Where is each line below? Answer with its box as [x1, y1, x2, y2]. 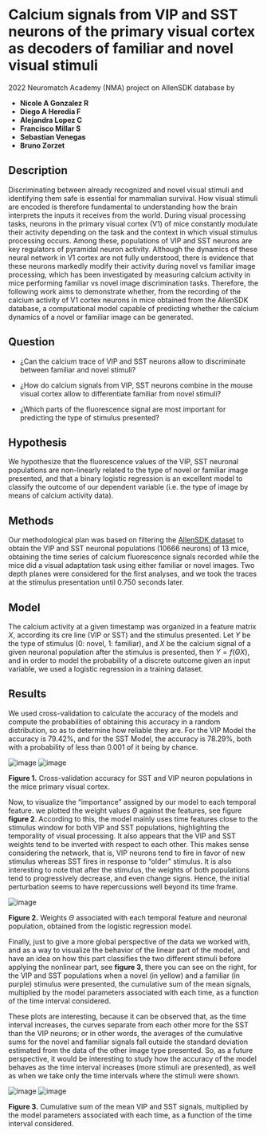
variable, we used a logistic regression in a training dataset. [8, 664, 203, 673]
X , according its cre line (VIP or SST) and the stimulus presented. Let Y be [8, 630, 251, 640]
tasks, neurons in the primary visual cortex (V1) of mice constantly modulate [8, 219, 258, 228]
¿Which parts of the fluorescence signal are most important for [19, 404, 226, 414]
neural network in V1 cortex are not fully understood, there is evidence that [8, 253, 254, 262]
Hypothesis [8, 435, 68, 449]
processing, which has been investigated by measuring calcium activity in [8, 270, 251, 279]
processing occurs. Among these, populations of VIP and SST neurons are [8, 235, 253, 245]
